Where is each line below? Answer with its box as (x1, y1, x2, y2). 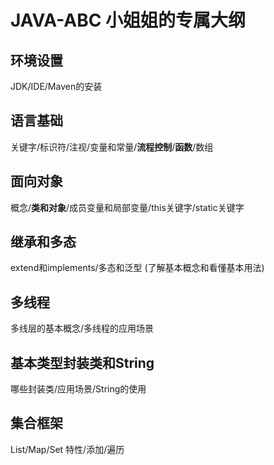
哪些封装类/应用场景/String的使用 (10, 383, 147, 395)
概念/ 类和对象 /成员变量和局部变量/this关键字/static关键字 (10, 201, 245, 213)
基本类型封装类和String (10, 354, 155, 371)
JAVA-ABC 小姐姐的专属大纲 (10, 9, 247, 32)
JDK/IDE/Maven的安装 (10, 81, 103, 92)
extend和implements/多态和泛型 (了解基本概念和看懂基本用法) (10, 262, 265, 274)
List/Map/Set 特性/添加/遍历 (10, 443, 125, 455)
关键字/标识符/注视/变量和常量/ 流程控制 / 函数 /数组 (10, 141, 214, 153)
